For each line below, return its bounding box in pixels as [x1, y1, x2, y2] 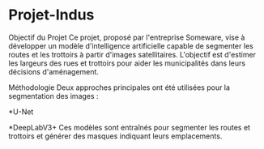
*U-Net [8, 107, 34, 117]
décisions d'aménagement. [8, 66, 100, 76]
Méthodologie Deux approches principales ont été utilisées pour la [8, 83, 231, 92]
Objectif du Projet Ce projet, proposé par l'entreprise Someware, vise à [8, 32, 245, 42]
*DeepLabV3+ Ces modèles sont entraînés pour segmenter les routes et [8, 122, 251, 132]
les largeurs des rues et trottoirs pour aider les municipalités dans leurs [8, 58, 245, 68]
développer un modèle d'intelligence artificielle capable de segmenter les [8, 40, 253, 50]
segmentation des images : [8, 91, 99, 100]
